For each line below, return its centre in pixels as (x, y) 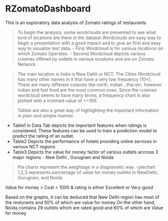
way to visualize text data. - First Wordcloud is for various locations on (90, 48)
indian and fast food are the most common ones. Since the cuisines (87, 90)
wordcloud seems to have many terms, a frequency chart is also (84, 95)
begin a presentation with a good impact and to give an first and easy (89, 43)
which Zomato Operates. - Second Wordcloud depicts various (81, 54)
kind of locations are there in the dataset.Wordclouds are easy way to (89, 38)
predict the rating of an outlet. (43, 136)
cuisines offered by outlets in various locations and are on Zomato (86, 59)
